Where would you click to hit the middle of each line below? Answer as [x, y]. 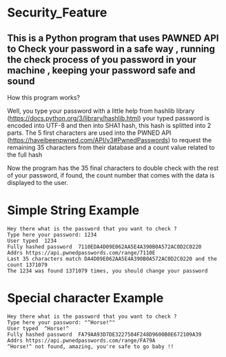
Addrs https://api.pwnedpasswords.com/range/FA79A [81, 340]
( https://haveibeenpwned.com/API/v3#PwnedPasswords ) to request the [110, 140]
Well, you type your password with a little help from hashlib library [101, 111]
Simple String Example [73, 210]
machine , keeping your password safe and [101, 70]
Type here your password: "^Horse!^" [61, 322]
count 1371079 [28, 265]
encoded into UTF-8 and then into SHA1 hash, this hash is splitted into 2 [109, 126]
